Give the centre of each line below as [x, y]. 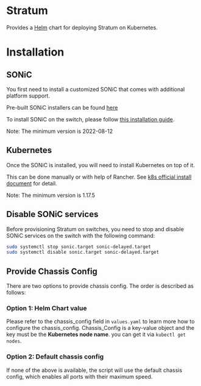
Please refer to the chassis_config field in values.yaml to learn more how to [100, 321]
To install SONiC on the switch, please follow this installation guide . [90, 119]
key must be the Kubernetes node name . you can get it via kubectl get [96, 334]
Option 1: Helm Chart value [47, 309]
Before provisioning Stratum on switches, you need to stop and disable [95, 229]
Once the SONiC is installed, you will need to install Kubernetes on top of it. [100, 165]
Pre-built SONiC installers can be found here [62, 107]
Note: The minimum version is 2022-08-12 [60, 131]
